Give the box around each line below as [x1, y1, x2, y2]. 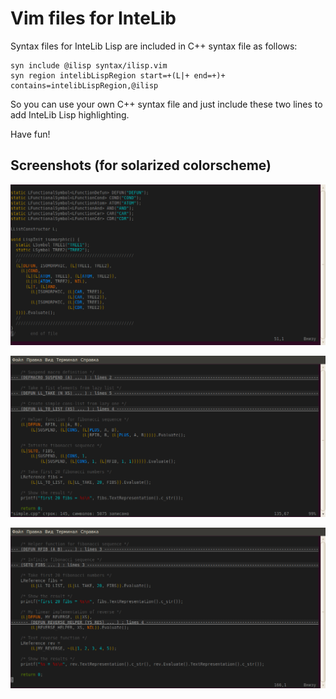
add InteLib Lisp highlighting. [10, 108, 130, 121]
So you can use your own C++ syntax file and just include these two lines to [10, 98, 323, 110]
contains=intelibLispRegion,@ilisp [10, 80, 159, 91]
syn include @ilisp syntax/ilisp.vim [10, 60, 168, 71]
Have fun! [10, 128, 51, 140]
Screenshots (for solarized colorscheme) [10, 157, 272, 174]
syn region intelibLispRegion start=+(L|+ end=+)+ [10, 70, 226, 81]
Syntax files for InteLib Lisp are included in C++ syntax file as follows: [10, 40, 298, 52]
